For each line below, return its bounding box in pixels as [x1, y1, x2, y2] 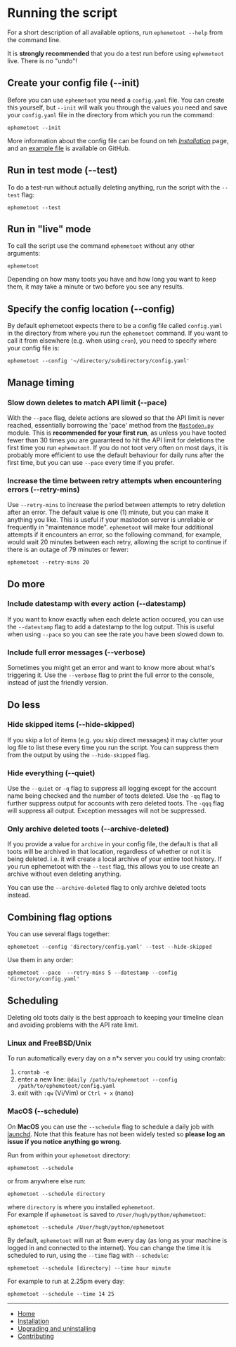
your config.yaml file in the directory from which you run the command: [7, 110, 214, 119]
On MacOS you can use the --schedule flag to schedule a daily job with [7, 1122, 214, 1131]
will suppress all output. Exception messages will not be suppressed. [7, 806, 206, 815]
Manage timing [7, 376, 75, 388]
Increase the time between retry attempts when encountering [7, 475, 223, 485]
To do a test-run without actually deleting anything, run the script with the [7, 183, 221, 191]
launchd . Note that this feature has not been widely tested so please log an [7, 1129, 225, 1138]
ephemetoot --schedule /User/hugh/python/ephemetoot [7, 1223, 165, 1230]
